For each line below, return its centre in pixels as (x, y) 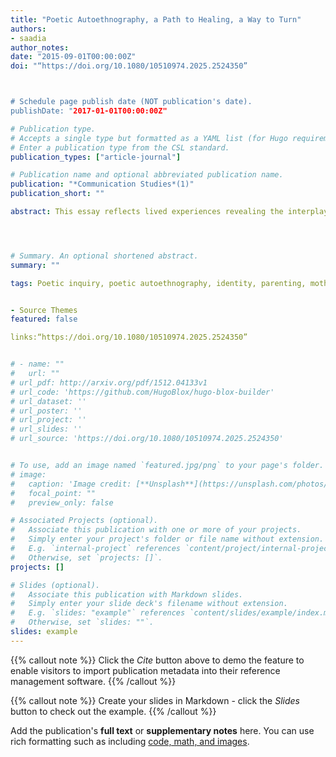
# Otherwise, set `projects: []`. (86, 557)
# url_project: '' (48, 420)
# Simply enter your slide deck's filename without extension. (149, 604)
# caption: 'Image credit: (71, 484)
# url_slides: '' (46, 429)
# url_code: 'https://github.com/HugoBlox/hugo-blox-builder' (142, 392)
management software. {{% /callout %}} (93, 681)
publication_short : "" (57, 194)
